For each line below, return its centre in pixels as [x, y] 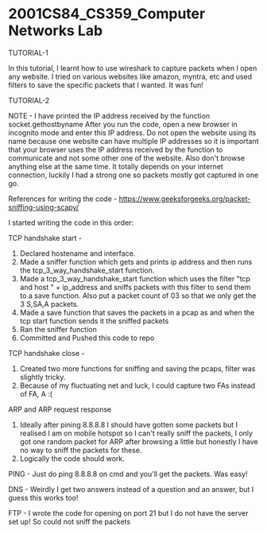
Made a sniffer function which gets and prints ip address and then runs [136, 261]
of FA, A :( [36, 393]
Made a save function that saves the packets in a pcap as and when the [137, 312]
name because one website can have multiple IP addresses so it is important [133, 141]
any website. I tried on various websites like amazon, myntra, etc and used [130, 76]
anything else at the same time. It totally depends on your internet [116, 166]
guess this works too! [43, 497]
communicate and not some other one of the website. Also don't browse [127, 158]
